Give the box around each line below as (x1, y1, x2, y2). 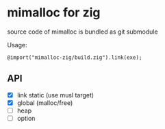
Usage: (7, 40, 27, 49)
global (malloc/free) (16, 98, 73, 107)
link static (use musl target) (16, 91, 94, 99)
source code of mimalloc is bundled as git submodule (7, 27, 159, 36)
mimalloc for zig (7, 5, 101, 21)
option (16, 114, 36, 122)
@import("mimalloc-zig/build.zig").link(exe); (7, 54, 142, 61)
